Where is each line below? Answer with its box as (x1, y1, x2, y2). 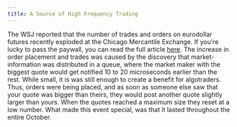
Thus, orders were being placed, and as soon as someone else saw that (7, 82, 218, 91)
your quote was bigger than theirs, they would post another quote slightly (7, 90, 223, 99)
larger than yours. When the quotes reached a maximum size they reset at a (7, 97, 230, 106)
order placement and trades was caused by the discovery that (7, 53, 190, 61)
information (7, 60, 41, 68)
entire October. (7, 113, 52, 121)
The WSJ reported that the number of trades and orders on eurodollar (7, 30, 212, 38)
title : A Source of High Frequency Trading (7, 10, 139, 18)
